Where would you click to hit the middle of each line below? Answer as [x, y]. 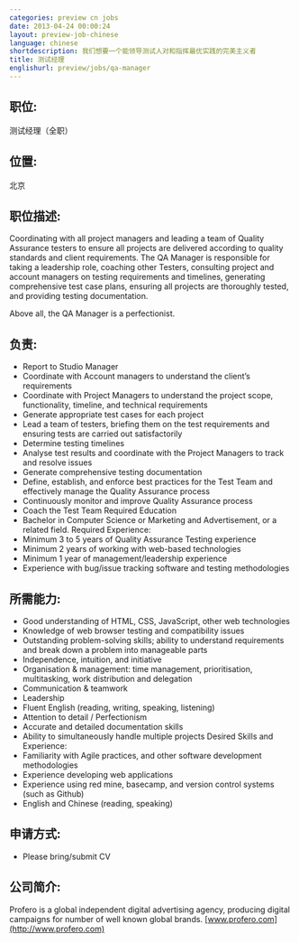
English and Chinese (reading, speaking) [98, 803]
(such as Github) [53, 794]
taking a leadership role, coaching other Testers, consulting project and [142, 267]
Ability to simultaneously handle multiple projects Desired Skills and [148, 736]
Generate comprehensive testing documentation [112, 472]
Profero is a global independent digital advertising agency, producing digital [150, 910]
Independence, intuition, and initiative [92, 659]
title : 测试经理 [37, 60]
